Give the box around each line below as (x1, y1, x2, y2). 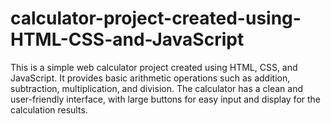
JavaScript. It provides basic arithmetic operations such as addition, (10, 72, 291, 84)
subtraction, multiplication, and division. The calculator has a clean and (10, 82, 304, 94)
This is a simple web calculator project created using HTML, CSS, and (10, 61, 298, 73)
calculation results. (10, 103, 88, 116)
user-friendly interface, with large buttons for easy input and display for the (10, 93, 322, 105)
